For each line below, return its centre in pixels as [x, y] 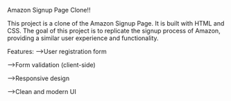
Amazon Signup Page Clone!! [49, 10]
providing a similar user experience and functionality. [83, 38]
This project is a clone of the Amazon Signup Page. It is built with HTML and [116, 23]
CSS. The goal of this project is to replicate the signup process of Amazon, [114, 31]
